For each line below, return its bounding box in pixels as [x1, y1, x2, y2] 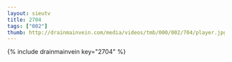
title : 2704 [7, 16, 41, 23]
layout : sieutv [7, 10, 51, 17]
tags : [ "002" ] [7, 22, 48, 29]
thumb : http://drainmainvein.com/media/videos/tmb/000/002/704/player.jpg [7, 29, 227, 36]
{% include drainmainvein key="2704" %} [7, 48, 126, 56]
